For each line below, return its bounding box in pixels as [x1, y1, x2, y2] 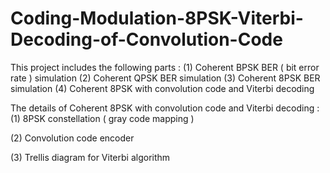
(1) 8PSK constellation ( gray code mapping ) [10, 112, 195, 124]
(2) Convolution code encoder [10, 132, 135, 144]
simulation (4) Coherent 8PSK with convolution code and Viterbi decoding [10, 82, 315, 94]
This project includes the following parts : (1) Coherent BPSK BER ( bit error [10, 61, 320, 73]
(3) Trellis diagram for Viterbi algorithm [10, 151, 171, 163]
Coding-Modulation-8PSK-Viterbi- [10, 7, 304, 30]
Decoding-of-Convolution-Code [10, 28, 283, 51]
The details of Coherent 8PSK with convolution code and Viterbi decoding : [10, 102, 320, 114]
